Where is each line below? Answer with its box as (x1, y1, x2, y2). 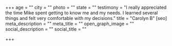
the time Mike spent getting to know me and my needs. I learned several (5, 10, 158, 16)
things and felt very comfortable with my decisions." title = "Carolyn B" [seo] (5, 15, 167, 21)
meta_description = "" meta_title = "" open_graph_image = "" (5, 20, 135, 27)
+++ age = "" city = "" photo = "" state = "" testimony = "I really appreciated (5, 5, 167, 10)
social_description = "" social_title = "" (5, 26, 87, 32)
